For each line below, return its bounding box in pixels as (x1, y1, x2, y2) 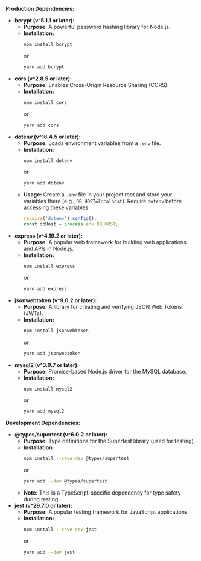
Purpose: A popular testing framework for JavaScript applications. (23, 508, 190, 516)
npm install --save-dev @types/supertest (23, 456, 129, 462)
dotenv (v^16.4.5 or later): (14, 133, 81, 140)
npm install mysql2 (23, 386, 73, 392)
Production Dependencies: (5, 5, 75, 12)
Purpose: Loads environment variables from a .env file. (23, 139, 161, 147)
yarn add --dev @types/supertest (23, 478, 108, 484)
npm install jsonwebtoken (23, 328, 89, 334)
